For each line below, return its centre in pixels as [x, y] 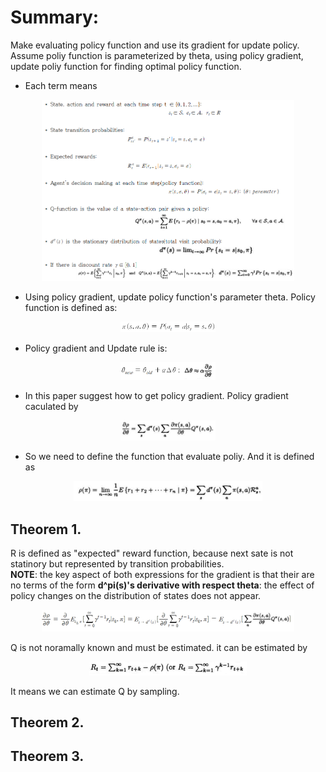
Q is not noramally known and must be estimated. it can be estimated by [159, 648]
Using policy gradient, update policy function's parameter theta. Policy [170, 297]
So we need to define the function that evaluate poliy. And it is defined [169, 457]
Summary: [55, 17]
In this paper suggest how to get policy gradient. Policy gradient [156, 395]
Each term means [61, 85]
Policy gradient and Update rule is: [96, 348]
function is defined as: [71, 307]
